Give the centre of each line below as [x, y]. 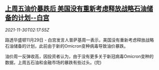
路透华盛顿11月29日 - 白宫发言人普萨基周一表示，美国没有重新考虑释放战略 [79, 40]
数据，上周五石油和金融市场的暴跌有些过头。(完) [53, 62]
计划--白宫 [33, 18]
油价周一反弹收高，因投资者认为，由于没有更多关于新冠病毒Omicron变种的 [79, 56]
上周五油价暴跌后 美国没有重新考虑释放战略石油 [76, 9]
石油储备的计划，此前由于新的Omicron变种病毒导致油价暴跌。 [67, 46]
